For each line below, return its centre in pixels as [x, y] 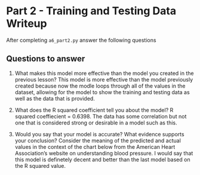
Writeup [27, 24]
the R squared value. [40, 165]
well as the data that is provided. [55, 98]
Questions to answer [46, 59]
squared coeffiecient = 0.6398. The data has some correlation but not [101, 116]
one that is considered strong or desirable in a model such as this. [96, 123]
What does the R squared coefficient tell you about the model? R [94, 110]
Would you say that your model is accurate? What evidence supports [99, 134]
